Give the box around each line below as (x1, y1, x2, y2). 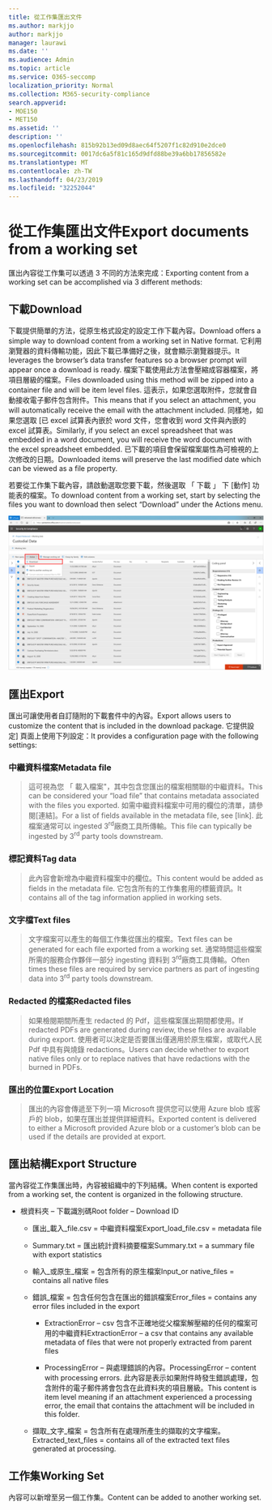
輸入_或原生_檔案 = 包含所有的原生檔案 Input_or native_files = (32, 1266, 235, 1276)
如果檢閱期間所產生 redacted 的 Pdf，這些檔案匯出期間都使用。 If (28, 1016, 244, 1025)
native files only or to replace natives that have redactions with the (28, 1054, 250, 1063)
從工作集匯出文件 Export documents (8, 223, 249, 241)
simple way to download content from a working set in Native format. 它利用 (8, 336, 262, 345)
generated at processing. (32, 1444, 117, 1453)
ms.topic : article (8, 65, 70, 73)
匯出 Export (8, 687, 65, 701)
